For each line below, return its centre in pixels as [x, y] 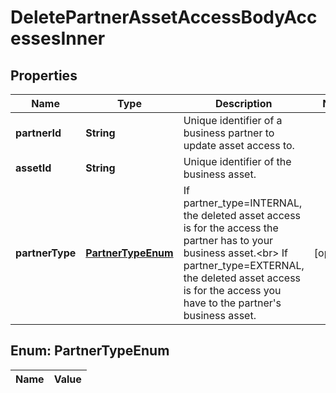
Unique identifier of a [233, 120]
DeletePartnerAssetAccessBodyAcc [164, 17]
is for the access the [231, 228]
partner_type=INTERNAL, [243, 203]
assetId [33, 168]
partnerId [38, 133]
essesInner [58, 38]
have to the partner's [232, 303]
